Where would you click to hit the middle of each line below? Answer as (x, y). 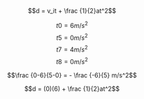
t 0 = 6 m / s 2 (72, 25)
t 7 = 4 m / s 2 (72, 49)
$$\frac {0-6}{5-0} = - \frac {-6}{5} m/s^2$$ (72, 75)
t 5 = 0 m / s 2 (72, 37)
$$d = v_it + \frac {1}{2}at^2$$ (72, 11)
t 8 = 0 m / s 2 (72, 61)
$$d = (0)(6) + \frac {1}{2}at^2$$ (72, 89)
